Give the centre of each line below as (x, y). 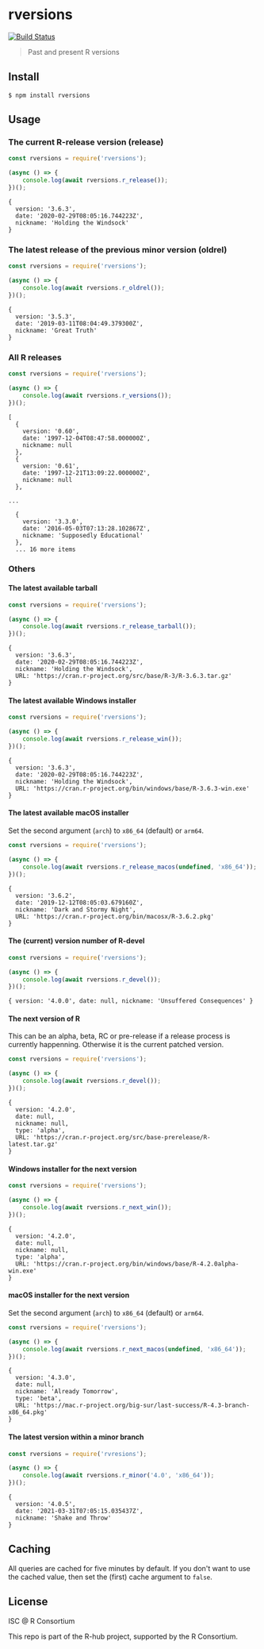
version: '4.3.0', (46, 1378)
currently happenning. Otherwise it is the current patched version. (116, 1045)
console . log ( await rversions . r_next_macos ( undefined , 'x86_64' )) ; (134, 1349)
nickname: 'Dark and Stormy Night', (76, 909)
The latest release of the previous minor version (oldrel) (118, 249)
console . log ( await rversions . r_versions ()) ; (97, 395)
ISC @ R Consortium (42, 1620)
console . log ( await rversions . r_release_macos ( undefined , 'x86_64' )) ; (140, 867)
